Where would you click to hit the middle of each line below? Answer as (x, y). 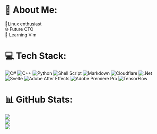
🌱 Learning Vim (21, 35)
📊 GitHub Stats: (39, 100)
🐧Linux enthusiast (23, 24)
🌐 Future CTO (19, 29)
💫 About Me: (31, 10)
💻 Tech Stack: (36, 56)
